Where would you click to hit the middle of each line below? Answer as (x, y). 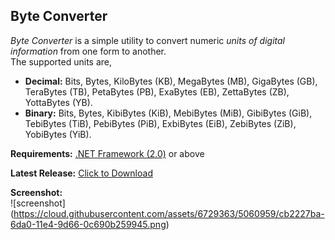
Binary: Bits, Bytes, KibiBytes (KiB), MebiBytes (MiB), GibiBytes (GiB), (168, 113)
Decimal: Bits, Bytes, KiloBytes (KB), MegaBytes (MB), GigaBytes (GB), (171, 81)
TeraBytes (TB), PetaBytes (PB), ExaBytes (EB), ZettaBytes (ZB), (157, 91)
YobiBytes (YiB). (58, 134)
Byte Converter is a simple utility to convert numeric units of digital (147, 40)
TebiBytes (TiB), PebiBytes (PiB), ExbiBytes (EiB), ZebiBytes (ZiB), (160, 123)
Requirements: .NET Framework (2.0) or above (107, 153)
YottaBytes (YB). (58, 102)
